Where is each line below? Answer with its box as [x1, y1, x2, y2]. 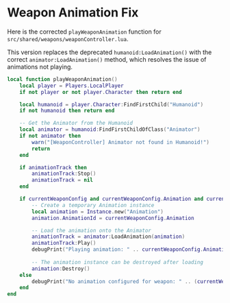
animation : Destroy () [31, 265, 90, 272]
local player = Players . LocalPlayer [19, 82, 125, 89]
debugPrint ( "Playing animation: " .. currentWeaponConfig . [31, 246, 204, 253]
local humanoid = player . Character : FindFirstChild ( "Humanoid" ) [19, 101, 204, 108]
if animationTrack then [19, 164, 88, 171]
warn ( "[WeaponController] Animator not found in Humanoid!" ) [31, 138, 210, 145]
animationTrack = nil [31, 177, 94, 184]
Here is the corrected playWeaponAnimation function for [7, 27, 162, 36]
